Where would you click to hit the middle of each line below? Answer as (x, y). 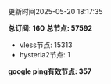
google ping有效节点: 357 (50, 71)
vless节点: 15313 (46, 45)
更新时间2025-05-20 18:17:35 (55, 11)
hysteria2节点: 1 (45, 55)
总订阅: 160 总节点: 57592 (50, 28)
